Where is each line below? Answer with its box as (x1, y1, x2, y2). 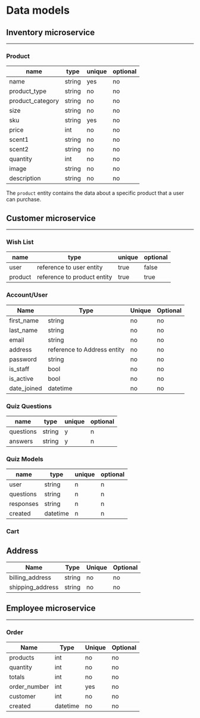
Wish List (6, 238, 34, 246)
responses (9, 500, 39, 508)
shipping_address (9, 583, 59, 592)
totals (9, 673, 25, 681)
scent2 (9, 145, 29, 154)
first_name (9, 316, 39, 325)
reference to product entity (36, 273, 112, 281)
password (9, 355, 37, 363)
